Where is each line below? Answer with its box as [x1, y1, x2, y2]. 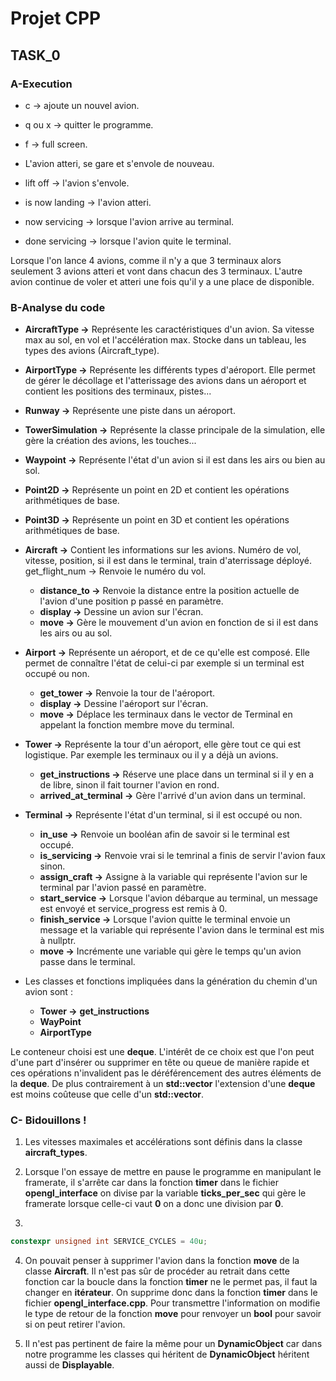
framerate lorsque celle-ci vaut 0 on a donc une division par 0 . [24, 1198, 284, 1210]
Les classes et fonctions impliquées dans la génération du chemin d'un [24, 975, 318, 987]
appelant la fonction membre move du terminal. [39, 719, 235, 731]
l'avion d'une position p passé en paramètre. [39, 595, 224, 607]
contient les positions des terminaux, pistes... [24, 385, 212, 397]
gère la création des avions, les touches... [24, 435, 197, 447]
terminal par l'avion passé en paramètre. [39, 882, 207, 894]
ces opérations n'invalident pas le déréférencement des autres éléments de [10, 1067, 322, 1079]
